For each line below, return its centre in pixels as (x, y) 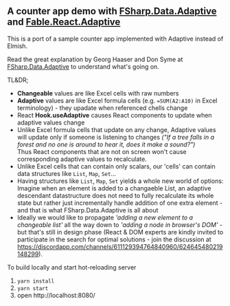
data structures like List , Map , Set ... (67, 173)
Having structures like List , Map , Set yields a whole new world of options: (120, 181)
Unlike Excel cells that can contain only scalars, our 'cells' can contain (116, 166)
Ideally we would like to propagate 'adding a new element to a (105, 217)
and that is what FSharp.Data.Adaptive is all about (88, 210)
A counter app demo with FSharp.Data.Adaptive (112, 11)
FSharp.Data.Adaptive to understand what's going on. (83, 66)
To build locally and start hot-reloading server (72, 267)
